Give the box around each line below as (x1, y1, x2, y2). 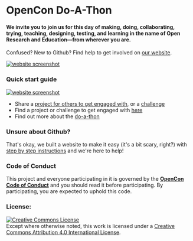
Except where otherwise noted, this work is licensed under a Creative (6, 222, 175, 229)
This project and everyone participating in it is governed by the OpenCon (6, 175, 184, 183)
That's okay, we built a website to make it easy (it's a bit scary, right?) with (6, 141, 187, 148)
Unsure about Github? (6, 128, 71, 136)
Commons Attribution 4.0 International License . (6, 229, 121, 236)
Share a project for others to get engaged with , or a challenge (14, 100, 165, 107)
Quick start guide (6, 75, 57, 83)
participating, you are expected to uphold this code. (6, 188, 132, 195)
